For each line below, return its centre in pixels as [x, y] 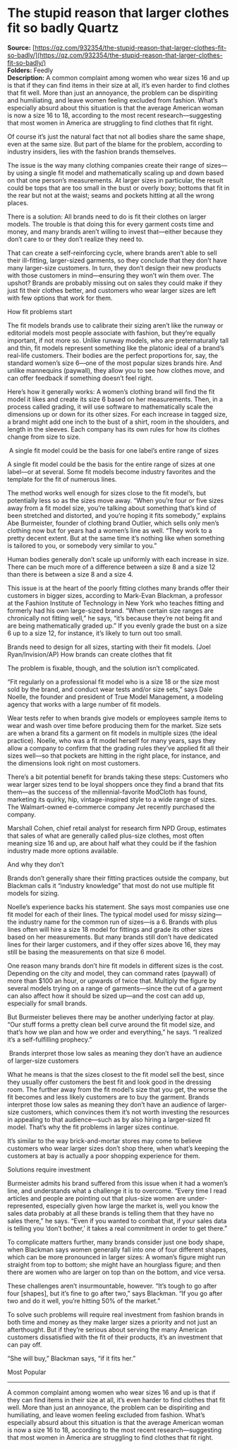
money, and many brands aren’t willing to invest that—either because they [115, 231]
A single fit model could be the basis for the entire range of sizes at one [111, 464]
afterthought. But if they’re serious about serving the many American [107, 1329]
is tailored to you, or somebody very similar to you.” [82, 545]
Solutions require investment [49, 1170]
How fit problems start [40, 311]
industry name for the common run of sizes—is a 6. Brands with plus [117, 922]
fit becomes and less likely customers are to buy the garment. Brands [108, 1097]
